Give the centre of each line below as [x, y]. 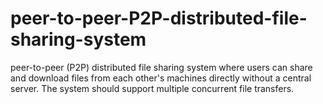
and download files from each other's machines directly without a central [161, 78]
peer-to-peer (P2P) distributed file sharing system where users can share [161, 67]
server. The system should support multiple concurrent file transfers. [152, 88]
